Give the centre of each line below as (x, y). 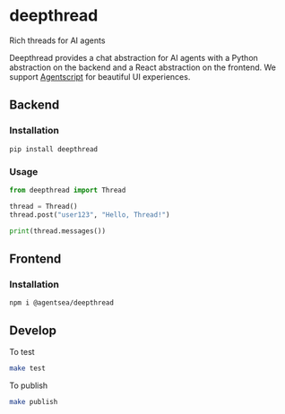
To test (22, 351)
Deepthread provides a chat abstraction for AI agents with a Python (134, 57)
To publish (29, 385)
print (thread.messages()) (57, 231)
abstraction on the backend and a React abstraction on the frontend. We (142, 67)
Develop (33, 330)
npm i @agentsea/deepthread (62, 303)
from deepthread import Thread (68, 190)
